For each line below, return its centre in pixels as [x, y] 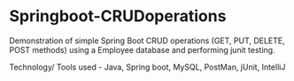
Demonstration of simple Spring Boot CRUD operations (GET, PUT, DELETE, [147, 40]
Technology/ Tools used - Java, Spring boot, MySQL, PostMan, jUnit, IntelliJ [147, 67]
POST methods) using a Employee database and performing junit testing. [143, 49]
